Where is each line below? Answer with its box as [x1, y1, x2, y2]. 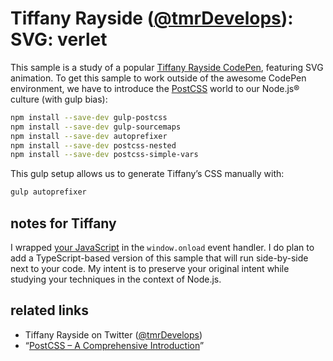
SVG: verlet [10, 28, 108, 51]
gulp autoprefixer [10, 187, 87, 197]
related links [10, 302, 90, 319]
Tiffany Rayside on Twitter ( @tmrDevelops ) [24, 328, 203, 341]
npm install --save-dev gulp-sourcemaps [10, 122, 182, 132]
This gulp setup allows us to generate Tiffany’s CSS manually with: [10, 168, 285, 180]
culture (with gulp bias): [10, 93, 108, 105]
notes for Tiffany [10, 215, 117, 232]
